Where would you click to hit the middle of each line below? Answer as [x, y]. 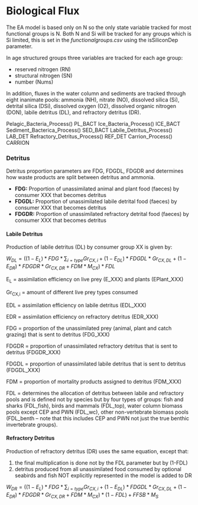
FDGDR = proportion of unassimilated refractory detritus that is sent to [92, 346]
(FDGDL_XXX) [23, 370]
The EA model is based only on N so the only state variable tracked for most [99, 27]
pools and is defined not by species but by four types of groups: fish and [95, 399]
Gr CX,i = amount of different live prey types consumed [72, 293]
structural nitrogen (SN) [43, 75]
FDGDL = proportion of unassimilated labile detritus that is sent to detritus [96, 364]
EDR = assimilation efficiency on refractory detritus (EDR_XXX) [82, 316]
